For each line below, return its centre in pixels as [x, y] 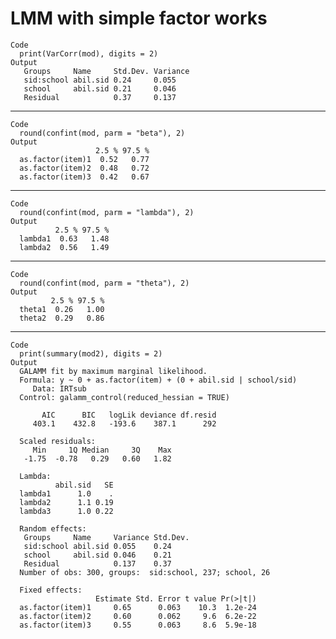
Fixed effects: [51, 590]
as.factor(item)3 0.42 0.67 [84, 177]
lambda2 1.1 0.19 [66, 502]
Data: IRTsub [59, 388]
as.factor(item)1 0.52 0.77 [84, 159]
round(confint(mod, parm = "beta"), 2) [102, 133]
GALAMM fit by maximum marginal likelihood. [113, 371]
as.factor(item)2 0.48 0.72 [84, 168]
